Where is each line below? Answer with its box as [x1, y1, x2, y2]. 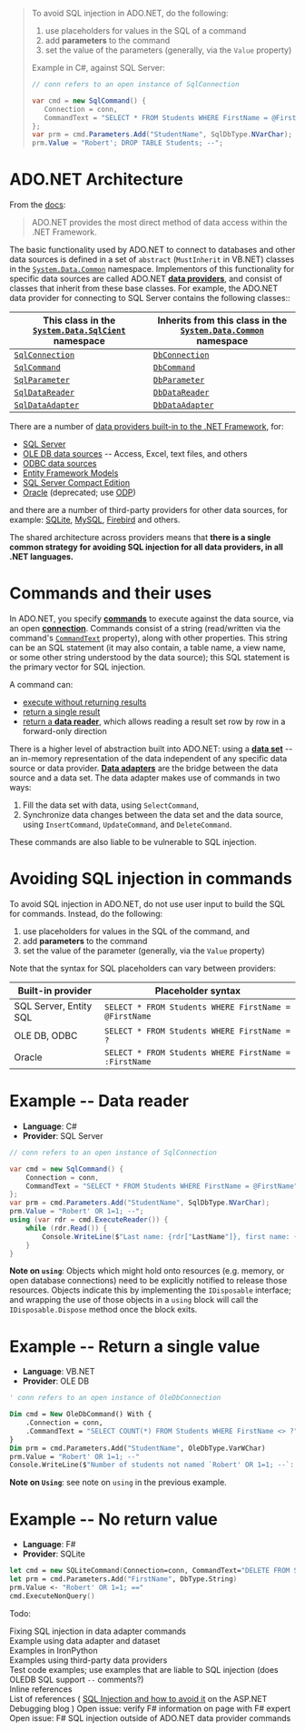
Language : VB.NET [22, 1366, 95, 1377]
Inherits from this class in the [157, 314, 288, 327]
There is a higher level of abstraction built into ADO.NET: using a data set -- [9, 743, 293, 754]
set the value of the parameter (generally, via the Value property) [22, 945, 265, 956]
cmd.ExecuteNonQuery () [9, 1591, 95, 1600]
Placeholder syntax [154, 984, 241, 997]
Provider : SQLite [22, 1548, 86, 1559]
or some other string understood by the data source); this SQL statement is [9, 652, 290, 662]
